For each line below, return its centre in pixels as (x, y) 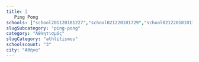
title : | (17, 12)
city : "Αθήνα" (24, 50)
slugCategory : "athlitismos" (42, 39)
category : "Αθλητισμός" (36, 34)
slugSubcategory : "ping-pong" (44, 28)
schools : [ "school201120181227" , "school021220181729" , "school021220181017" (102, 22)
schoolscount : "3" (29, 45)
